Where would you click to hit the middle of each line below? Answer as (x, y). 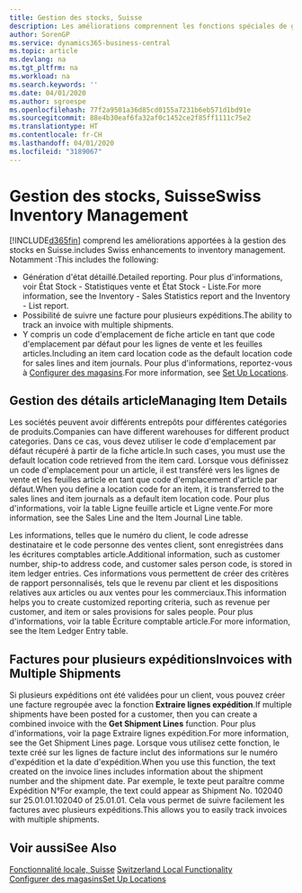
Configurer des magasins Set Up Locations (88, 879)
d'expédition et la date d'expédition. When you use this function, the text (142, 762)
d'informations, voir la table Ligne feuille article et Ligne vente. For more (141, 509)
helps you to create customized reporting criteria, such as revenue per (140, 602)
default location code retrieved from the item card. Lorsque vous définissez (149, 461)
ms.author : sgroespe (48, 101)
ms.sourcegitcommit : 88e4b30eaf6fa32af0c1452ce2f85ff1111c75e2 (130, 118)
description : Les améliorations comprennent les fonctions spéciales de (148, 26)
